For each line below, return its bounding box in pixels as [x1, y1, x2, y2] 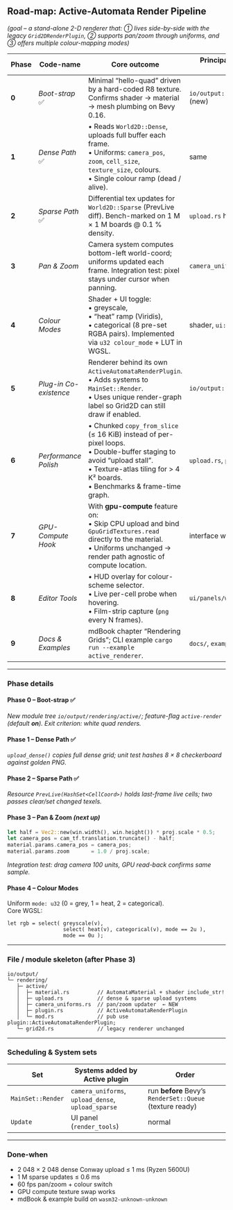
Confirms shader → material [87, 93, 180, 103]
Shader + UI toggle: [87, 294, 151, 304]
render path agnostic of [87, 552, 165, 561]
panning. [87, 282, 117, 292]
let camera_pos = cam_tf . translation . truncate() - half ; [7, 835, 175, 842]
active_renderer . [87, 650, 144, 660]
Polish [38, 459, 59, 469]
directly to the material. [87, 534, 164, 544]
